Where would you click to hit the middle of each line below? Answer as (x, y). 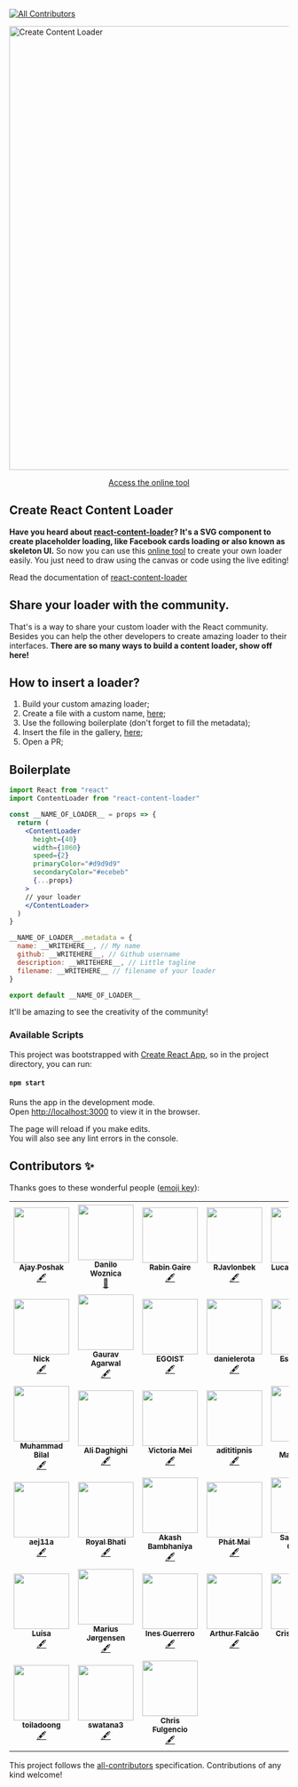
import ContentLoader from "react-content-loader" (105, 799)
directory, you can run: (51, 1064)
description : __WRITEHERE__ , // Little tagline (107, 962)
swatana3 (106, 1725)
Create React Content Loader (91, 510)
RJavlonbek (234, 1267)
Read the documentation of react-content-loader (98, 577)
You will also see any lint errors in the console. (94, 1138)
